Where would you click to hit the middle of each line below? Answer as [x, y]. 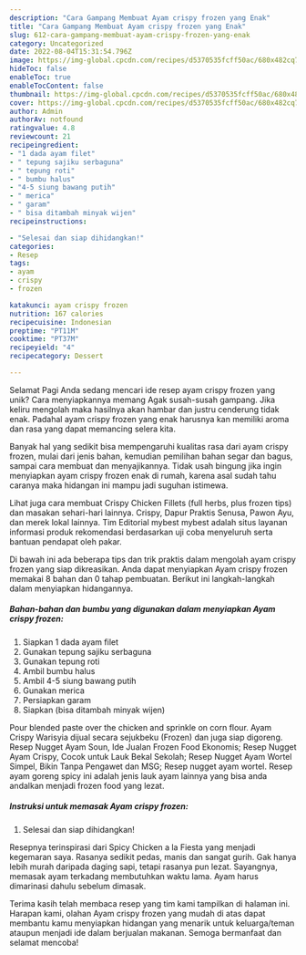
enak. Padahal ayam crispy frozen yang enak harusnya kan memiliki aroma [149, 419]
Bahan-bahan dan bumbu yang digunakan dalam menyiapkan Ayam [143, 609]
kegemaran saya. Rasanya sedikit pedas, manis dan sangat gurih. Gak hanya [153, 856]
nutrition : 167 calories [56, 314]
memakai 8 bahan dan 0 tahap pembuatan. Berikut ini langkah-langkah [142, 578]
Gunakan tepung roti [61, 661]
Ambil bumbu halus [59, 670]
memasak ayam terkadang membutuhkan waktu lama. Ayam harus [134, 876]
